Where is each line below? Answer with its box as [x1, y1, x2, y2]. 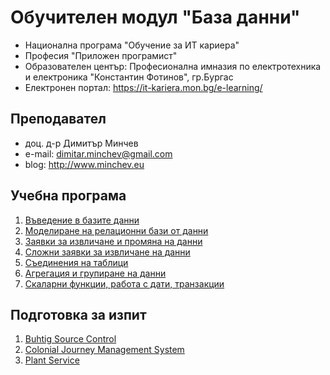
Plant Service [24, 354, 80, 366]
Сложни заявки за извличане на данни [24, 246, 191, 258]
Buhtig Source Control [24, 333, 117, 345]
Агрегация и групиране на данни [24, 267, 167, 279]
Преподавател [10, 111, 107, 128]
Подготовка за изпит [10, 306, 147, 323]
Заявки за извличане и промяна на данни [24, 235, 203, 247]
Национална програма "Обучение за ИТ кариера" [24, 39, 240, 51]
